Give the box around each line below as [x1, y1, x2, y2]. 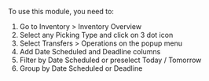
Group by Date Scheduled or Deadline [19, 64, 143, 73]
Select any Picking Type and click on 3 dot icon [19, 31, 174, 39]
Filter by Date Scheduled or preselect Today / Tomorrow [19, 55, 202, 64]
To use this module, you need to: [8, 7, 114, 16]
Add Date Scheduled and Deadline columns [19, 47, 161, 56]
